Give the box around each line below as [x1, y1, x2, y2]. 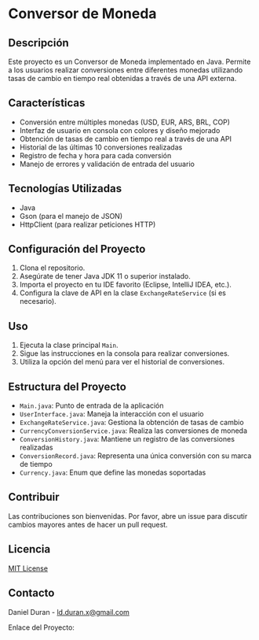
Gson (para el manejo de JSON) [19, 211, 123, 220]
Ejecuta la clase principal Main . [19, 340, 119, 350]
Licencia [8, 542, 51, 556]
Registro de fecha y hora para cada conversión [19, 150, 172, 160]
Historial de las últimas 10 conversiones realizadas [19, 142, 183, 152]
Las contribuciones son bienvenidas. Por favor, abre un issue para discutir [8, 511, 248, 520]
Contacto [8, 586, 55, 600]
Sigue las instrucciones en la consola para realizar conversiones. [19, 349, 230, 358]
